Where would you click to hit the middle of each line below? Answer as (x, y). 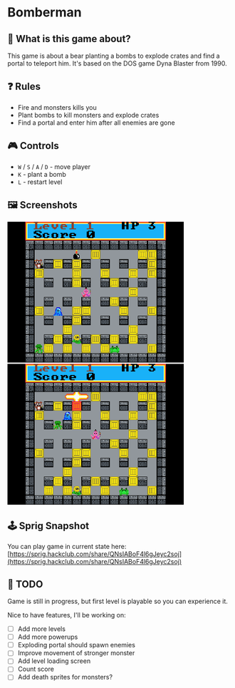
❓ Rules (24, 87)
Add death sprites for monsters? (65, 677)
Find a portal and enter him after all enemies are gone (96, 123)
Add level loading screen (54, 661)
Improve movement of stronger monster (76, 653)
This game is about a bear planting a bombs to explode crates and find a (114, 56)
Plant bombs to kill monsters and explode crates (88, 115)
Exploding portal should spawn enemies (76, 645)
